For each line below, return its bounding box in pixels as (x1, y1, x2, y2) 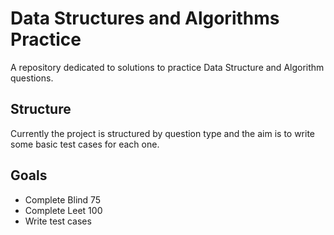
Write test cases (24, 215, 92, 227)
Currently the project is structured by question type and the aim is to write (10, 127, 316, 139)
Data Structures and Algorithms (10, 7, 280, 30)
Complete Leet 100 (24, 204, 103, 216)
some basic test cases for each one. (10, 138, 160, 150)
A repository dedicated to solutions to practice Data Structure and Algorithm (10, 61, 325, 73)
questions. (10, 72, 54, 84)
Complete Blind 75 (24, 193, 102, 206)
